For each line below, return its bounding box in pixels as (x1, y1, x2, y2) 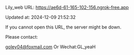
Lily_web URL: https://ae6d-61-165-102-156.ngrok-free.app (5, 5, 129, 10)
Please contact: (5, 34, 38, 40)
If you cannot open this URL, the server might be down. (5, 24, 121, 30)
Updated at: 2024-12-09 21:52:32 (5, 14, 76, 20)
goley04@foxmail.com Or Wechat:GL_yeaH (5, 44, 96, 50)
